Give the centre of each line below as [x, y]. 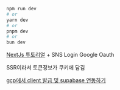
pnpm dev [17, 31]
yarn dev [17, 20]
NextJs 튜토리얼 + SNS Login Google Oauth [60, 55]
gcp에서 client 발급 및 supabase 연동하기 [56, 80]
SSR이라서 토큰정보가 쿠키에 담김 [46, 68]
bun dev [16, 42]
